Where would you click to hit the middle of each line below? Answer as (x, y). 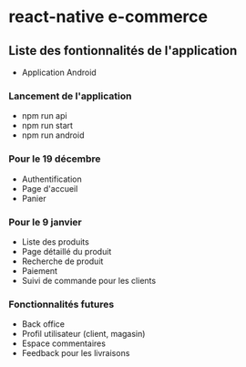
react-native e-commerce (108, 17)
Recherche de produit (62, 261)
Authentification (52, 179)
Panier (34, 198)
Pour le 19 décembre (55, 159)
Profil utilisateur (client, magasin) (83, 334)
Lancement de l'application (70, 96)
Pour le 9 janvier (46, 222)
